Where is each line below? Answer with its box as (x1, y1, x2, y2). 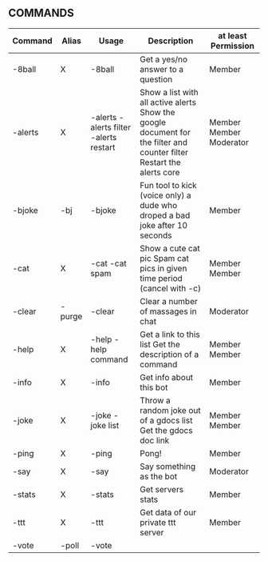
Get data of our (139, 507, 197, 518)
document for (139, 126, 191, 138)
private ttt (139, 516, 176, 527)
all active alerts (139, 96, 197, 107)
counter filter (139, 146, 189, 158)
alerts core (139, 166, 180, 178)
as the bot (139, 471, 178, 482)
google (139, 116, 166, 127)
